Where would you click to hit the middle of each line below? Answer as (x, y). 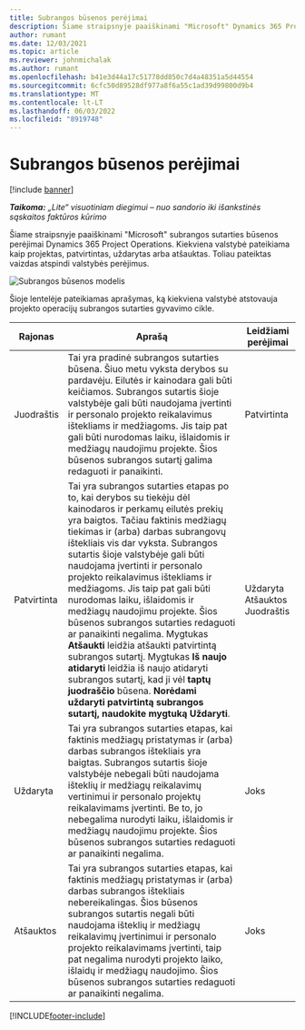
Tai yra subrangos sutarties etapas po (148, 486)
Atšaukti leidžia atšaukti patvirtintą (142, 645)
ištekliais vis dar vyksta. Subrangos (143, 543)
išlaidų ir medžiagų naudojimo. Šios (143, 971)
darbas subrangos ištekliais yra (134, 752)
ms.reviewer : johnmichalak (60, 60)
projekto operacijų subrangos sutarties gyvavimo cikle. (112, 308)
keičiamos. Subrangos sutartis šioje (143, 392)
